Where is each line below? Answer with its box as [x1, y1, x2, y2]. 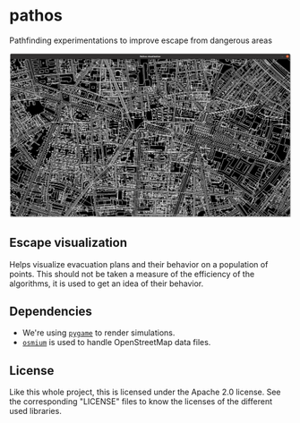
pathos [9, 5, 63, 26]
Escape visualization [9, 235, 128, 250]
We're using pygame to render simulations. [21, 327, 176, 338]
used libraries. [9, 406, 63, 417]
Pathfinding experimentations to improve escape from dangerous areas [9, 35, 273, 46]
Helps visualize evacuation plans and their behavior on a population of [9, 258, 269, 269]
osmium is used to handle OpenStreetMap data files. [21, 337, 211, 348]
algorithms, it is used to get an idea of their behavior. [9, 278, 204, 289]
